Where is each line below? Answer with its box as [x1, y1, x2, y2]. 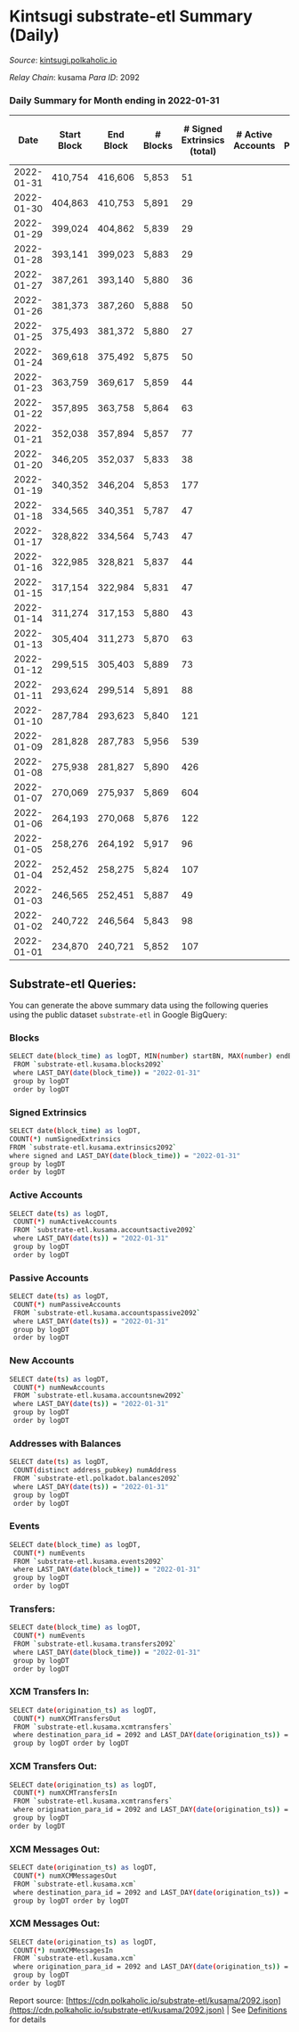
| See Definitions [226, 2004, 287, 2015]
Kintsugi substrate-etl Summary [9, 6, 254, 27]
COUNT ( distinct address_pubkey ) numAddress [12, 1466, 177, 1475]
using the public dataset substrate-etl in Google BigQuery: [9, 1009, 228, 1020]
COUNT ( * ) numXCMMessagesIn [12, 1946, 114, 1954]
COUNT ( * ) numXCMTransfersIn [12, 1789, 117, 1798]
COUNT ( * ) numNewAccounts [12, 1383, 105, 1392]
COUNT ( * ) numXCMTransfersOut [12, 1714, 122, 1723]
